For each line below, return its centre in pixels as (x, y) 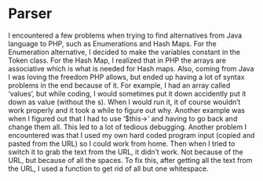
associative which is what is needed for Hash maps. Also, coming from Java (131, 68)
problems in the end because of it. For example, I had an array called (119, 85)
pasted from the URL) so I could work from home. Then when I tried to (122, 143)
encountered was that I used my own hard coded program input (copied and (131, 135)
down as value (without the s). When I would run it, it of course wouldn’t (124, 102)
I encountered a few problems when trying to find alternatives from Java (125, 35)
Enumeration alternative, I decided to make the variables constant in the (124, 52)
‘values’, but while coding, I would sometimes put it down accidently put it (127, 93)
